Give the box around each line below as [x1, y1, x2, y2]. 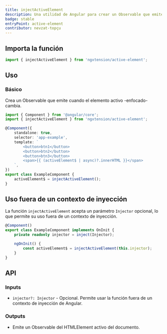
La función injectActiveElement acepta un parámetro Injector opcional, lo [5, 208, 159, 214]
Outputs [5, 313, 26, 320]
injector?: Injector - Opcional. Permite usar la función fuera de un [12, 295, 153, 301]
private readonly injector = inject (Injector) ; [14, 232, 114, 238]
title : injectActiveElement [5, 7, 64, 12]
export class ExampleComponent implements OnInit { [5, 228, 114, 233]
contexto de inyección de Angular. [12, 300, 83, 306]
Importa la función [5, 44, 64, 53]
